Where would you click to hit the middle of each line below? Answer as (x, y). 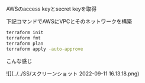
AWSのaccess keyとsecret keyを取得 (51, 9)
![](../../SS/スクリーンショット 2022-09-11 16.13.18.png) (73, 74)
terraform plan (25, 44)
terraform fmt (24, 38)
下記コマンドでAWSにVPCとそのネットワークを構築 (69, 21)
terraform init (25, 33)
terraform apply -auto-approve (45, 49)
